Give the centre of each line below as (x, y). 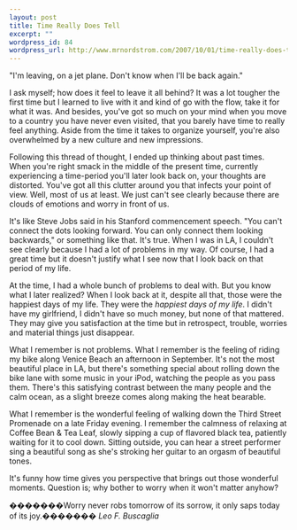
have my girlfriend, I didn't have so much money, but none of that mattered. (147, 314)
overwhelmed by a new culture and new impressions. (106, 140)
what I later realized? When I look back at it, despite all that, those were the (146, 295)
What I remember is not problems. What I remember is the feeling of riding (145, 350)
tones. (21, 461)
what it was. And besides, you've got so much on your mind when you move (148, 112)
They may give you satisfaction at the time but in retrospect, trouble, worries (148, 323)
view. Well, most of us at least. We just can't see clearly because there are (145, 195)
